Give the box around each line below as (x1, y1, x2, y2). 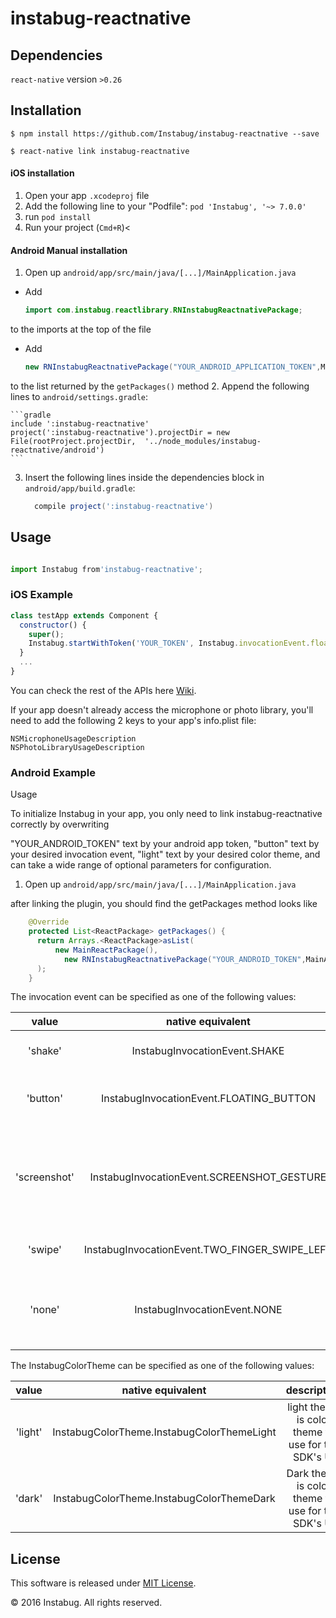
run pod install (24, 211, 92, 223)
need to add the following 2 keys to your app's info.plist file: (10, 714, 257, 726)
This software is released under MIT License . (10, 1577, 197, 1589)
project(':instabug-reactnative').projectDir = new (10, 427, 230, 437)
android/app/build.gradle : (24, 482, 136, 494)
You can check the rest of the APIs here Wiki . (10, 684, 197, 696)
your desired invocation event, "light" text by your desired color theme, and (10, 848, 321, 861)
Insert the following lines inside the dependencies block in (24, 471, 265, 483)
